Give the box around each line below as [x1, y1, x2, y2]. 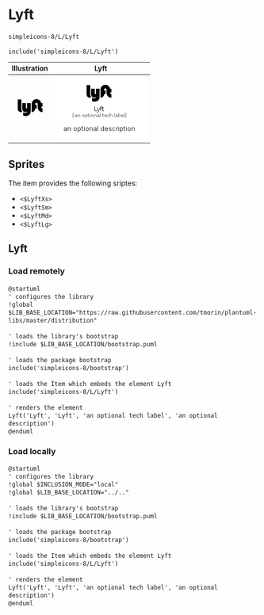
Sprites [8, 157, 45, 171]
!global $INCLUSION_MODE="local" [8, 480, 119, 488]
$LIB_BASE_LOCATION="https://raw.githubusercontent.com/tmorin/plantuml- [8, 308, 258, 316]
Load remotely [8, 265, 66, 277]
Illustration [11, 63, 49, 73]
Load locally [8, 445, 56, 456]
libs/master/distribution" [8, 316, 98, 324]
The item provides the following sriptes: [8, 178, 138, 188]
